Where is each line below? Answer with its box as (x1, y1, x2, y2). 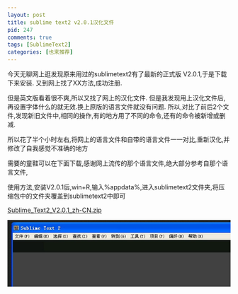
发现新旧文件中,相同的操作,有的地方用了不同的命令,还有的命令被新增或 (15, 112, 220, 119)
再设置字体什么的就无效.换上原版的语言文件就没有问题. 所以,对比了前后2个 (7, 102, 223, 111)
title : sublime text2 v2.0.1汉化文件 (7, 18, 115, 26)
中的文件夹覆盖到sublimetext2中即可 (19, 192, 126, 200)
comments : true (7, 34, 52, 41)
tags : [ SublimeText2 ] (7, 41, 72, 49)
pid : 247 (7, 26, 33, 33)
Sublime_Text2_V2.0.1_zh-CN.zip (7, 206, 102, 214)
